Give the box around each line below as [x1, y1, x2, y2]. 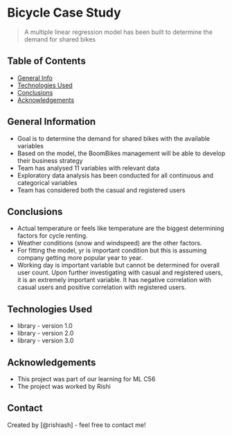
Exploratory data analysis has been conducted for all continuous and [17, 171, 213, 180]
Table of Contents [7, 55, 87, 67]
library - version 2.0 [17, 329, 74, 338]
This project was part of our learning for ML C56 [17, 375, 156, 383]
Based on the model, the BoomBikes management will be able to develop [17, 149, 226, 157]
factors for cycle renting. [17, 232, 88, 240]
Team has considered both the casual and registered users [17, 186, 186, 194]
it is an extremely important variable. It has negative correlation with [17, 276, 211, 284]
